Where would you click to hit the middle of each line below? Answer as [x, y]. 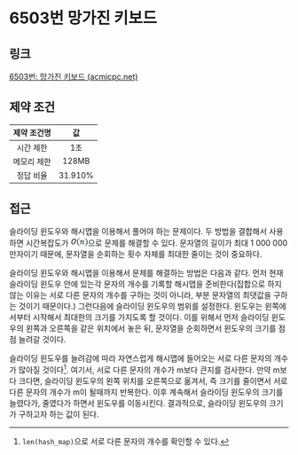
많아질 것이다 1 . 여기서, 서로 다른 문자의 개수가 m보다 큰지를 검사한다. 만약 [145, 369]
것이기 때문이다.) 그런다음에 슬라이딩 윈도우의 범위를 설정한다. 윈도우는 [141, 306]
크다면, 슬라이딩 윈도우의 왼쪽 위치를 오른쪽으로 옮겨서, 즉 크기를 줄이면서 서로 [153, 381]
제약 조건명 [32, 133]
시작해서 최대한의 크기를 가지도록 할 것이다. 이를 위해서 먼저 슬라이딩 [151, 318]
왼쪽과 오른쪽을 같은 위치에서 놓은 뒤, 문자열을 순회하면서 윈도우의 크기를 [151, 328]
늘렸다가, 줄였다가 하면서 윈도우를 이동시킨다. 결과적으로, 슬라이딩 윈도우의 [138, 404]
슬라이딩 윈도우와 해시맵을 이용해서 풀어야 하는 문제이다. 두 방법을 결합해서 [138, 231]
